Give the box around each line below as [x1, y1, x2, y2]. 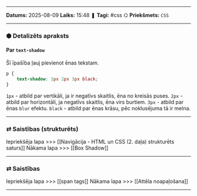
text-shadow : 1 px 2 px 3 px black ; [16, 76, 98, 82]
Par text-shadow [6, 46, 45, 53]
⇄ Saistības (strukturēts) [6, 124, 79, 133]
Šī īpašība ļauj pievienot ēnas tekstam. [6, 59, 99, 66]
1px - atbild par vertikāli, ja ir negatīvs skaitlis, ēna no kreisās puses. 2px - [6, 92, 183, 99]
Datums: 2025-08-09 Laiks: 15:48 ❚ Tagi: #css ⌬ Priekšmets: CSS [6, 12, 169, 18]
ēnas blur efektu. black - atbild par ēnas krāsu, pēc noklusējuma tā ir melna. [6, 104, 191, 111]
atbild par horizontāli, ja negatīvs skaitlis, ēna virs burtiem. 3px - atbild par [6, 98, 184, 106]
